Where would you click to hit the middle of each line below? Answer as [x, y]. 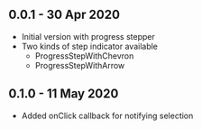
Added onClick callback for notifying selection [107, 116]
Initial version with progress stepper [88, 36]
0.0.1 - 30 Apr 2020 [64, 15]
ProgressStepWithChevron [84, 56]
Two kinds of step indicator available [90, 46]
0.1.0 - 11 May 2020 [64, 94]
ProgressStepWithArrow [80, 65]
